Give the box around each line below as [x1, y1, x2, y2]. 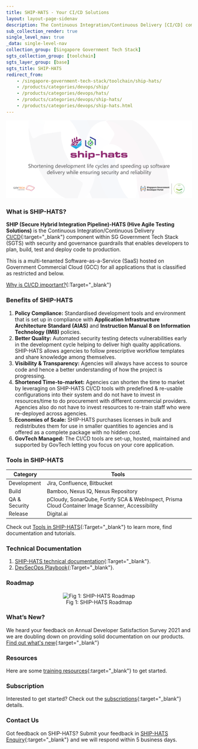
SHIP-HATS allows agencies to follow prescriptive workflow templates [14, 347, 184, 354]
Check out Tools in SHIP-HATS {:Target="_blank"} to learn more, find [6, 523, 172, 530]
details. [6, 702, 24, 709]
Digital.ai [47, 510, 68, 517]
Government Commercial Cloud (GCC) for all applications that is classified [6, 264, 186, 271]
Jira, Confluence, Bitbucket [47, 479, 113, 487]
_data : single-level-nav [6, 41, 67, 47]
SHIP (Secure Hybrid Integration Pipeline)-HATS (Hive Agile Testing [6, 221, 175, 228]
